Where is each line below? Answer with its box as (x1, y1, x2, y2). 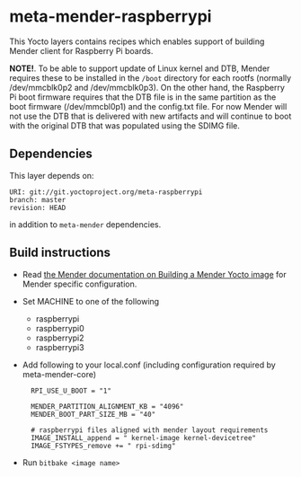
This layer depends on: (9, 170, 94, 181)
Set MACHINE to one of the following (22, 296, 160, 306)
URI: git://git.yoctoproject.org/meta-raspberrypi (9, 187, 203, 197)
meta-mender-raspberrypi (9, 6, 212, 27)
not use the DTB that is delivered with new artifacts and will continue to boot (9, 110, 292, 121)
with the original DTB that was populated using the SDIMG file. (9, 119, 240, 131)
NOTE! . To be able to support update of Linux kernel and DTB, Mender (9, 63, 270, 74)
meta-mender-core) (22, 368, 97, 379)
